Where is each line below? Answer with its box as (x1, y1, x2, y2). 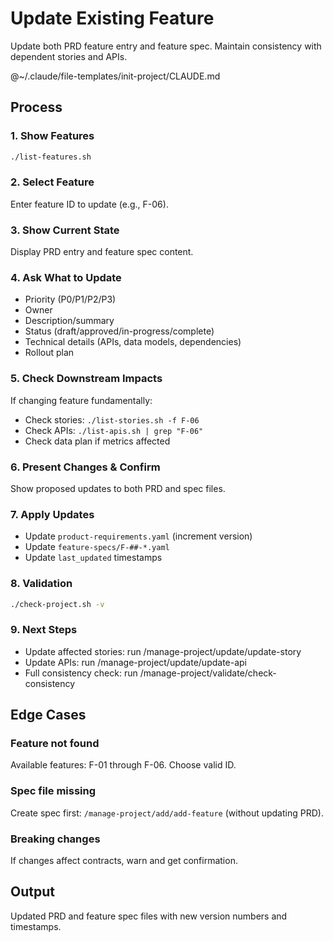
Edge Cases (10, 707, 87, 724)
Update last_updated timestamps (24, 552, 163, 564)
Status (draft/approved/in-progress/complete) (24, 325, 215, 337)
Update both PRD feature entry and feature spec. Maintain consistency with (10, 40, 322, 52)
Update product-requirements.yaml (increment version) (24, 530, 253, 542)
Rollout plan (24, 347, 75, 359)
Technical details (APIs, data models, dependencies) (24, 336, 242, 348)
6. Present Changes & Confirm (10, 460, 161, 474)
